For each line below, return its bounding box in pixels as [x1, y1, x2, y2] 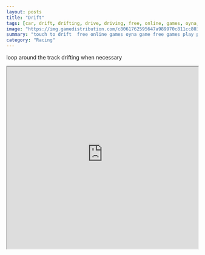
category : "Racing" [6, 37, 56, 43]
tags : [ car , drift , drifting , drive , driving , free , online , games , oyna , [6, 20, 200, 26]
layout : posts [6, 8, 42, 15]
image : [6, 25, 23, 32]
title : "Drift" [6, 15, 45, 21]
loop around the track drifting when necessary [6, 54, 123, 61]
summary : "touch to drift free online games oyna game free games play [6, 32, 194, 38]
